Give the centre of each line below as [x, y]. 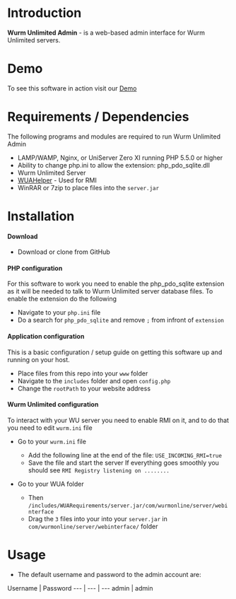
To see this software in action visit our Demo [72, 88]
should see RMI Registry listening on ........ [99, 470]
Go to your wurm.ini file [52, 441]
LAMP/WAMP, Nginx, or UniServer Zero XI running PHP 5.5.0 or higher [120, 158]
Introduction [45, 13]
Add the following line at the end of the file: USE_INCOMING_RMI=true [125, 455]
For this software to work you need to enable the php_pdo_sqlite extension [116, 284]
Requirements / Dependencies [98, 117]
